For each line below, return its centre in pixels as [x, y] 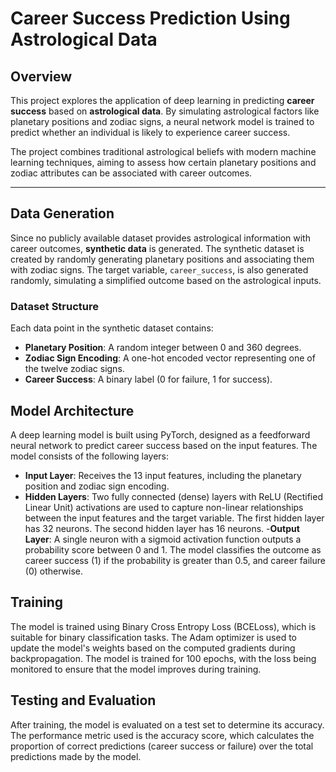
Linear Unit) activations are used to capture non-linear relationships [164, 507]
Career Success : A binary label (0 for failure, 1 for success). [148, 379]
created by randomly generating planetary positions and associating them [162, 259]
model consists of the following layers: [90, 456]
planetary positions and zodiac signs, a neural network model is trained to [162, 121]
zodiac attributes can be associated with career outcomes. [131, 173]
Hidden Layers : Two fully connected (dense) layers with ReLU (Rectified [173, 496]
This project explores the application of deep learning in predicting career [162, 100]
